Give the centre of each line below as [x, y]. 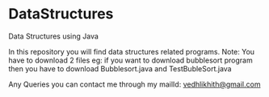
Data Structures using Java [54, 36]
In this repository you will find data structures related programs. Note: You [132, 51]
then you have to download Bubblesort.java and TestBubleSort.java [120, 68]
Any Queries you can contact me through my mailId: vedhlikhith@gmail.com [134, 84]
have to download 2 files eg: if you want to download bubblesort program [130, 60]
